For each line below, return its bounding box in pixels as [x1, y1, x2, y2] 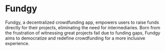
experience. [5, 40, 30, 46]
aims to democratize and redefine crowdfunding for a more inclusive [5, 35, 146, 41]
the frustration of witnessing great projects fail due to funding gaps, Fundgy [5, 30, 161, 36]
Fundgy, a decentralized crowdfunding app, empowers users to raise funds [5, 19, 159, 25]
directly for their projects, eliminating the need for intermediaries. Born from [5, 24, 161, 30]
